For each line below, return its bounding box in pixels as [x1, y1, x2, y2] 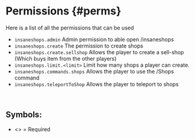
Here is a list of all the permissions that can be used [5, 24, 134, 31]
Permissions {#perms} [5, 4, 122, 18]
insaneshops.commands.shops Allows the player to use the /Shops [14, 67, 174, 75]
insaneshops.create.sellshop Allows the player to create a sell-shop [14, 48, 184, 55]
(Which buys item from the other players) [14, 55, 117, 62]
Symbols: [5, 110, 43, 120]
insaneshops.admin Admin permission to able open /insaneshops [14, 36, 174, 43]
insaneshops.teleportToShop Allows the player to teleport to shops [14, 80, 179, 88]
